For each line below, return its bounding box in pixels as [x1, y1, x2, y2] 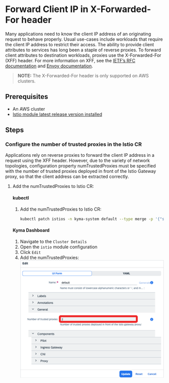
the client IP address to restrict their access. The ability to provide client [5, 41, 154, 47]
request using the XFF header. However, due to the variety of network [5, 157, 150, 164]
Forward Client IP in [5, 4, 89, 15]
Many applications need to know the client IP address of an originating [5, 31, 151, 37]
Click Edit [20, 249, 41, 255]
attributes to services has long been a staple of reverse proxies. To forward [5, 47, 161, 53]
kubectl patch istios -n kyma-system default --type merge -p [20, 216, 153, 222]
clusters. [17, 78, 36, 84]
